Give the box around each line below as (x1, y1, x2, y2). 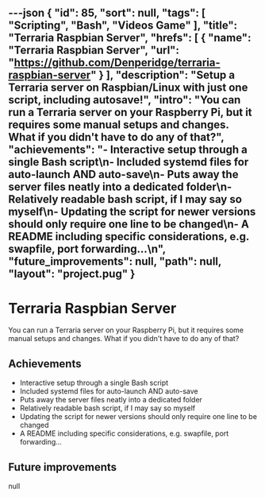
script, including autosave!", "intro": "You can (8, 93, 241, 107)
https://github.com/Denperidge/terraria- (13, 56, 221, 70)
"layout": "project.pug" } (8, 267, 136, 281)
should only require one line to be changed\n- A (8, 218, 250, 231)
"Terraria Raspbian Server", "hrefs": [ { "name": (8, 31, 252, 45)
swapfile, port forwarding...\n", (8, 243, 167, 256)
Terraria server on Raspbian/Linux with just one (8, 81, 248, 95)
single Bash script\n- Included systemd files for (8, 155, 249, 169)
